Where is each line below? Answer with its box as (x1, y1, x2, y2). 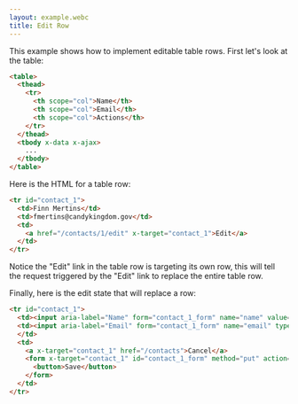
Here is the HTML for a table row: (9, 179, 131, 189)
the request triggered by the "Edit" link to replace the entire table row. (9, 271, 263, 282)
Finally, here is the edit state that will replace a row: (9, 288, 197, 299)
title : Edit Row (9, 21, 69, 30)
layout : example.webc (9, 12, 90, 22)
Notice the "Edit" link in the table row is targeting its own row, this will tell (9, 261, 276, 272)
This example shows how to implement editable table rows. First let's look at (9, 45, 288, 56)
